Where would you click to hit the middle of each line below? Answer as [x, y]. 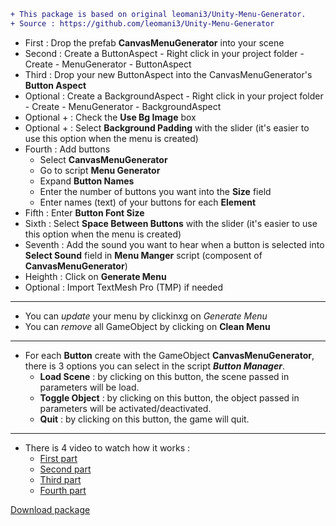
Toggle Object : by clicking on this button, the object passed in [169, 397]
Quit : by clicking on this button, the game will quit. [144, 419]
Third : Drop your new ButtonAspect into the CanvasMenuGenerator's [168, 74]
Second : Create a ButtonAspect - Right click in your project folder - [164, 53]
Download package [50, 509]
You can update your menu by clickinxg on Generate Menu [146, 316]
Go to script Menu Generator [100, 170]
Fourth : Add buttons [67, 149]
